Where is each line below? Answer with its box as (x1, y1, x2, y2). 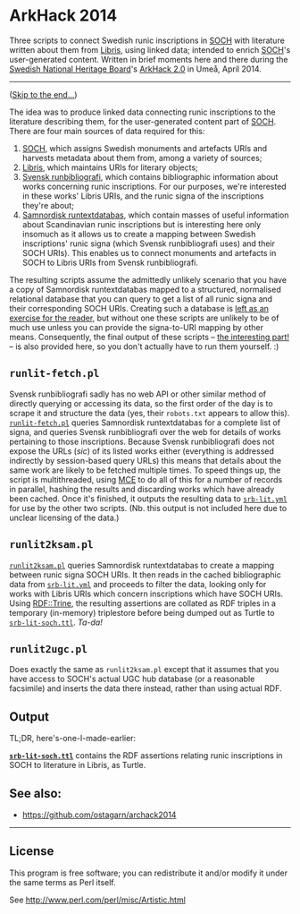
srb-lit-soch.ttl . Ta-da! (9, 617, 103, 628)
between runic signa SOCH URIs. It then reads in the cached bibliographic (9, 569, 281, 580)
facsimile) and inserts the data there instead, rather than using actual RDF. (9, 683, 282, 694)
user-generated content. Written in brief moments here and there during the (9, 54, 288, 64)
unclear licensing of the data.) (9, 512, 120, 523)
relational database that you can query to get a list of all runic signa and (9, 293, 273, 304)
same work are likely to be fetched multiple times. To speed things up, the (9, 465, 281, 475)
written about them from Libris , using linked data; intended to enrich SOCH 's (9, 44, 291, 55)
